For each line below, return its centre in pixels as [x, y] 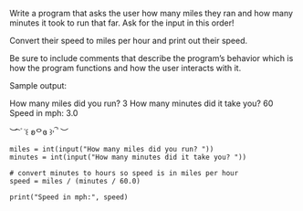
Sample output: [38, 85]
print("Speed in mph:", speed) [69, 197]
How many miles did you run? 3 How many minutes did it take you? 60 [141, 103]
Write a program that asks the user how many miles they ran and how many [151, 13]
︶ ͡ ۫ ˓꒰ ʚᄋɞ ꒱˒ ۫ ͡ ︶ [39, 132]
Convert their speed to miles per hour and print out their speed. [129, 41]
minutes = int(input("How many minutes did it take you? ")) [128, 157]
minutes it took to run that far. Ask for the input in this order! [122, 23]
